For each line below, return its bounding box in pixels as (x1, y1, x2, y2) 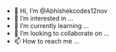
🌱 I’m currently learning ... (13, 22, 89, 30)
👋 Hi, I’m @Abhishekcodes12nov (13, 7, 108, 15)
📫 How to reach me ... (13, 37, 79, 45)
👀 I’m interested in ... (13, 14, 74, 22)
